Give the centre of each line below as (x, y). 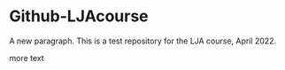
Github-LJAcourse (79, 16)
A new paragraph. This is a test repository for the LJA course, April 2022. (143, 41)
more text (27, 58)
